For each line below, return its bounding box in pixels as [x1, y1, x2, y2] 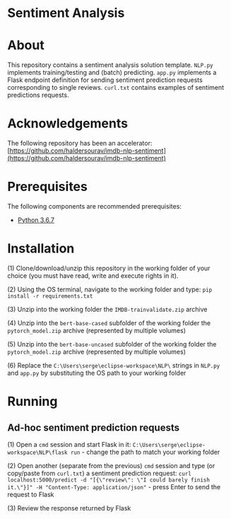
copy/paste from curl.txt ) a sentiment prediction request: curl [7, 469, 192, 477]
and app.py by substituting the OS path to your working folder [7, 368, 186, 377]
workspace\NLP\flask [7, 449, 69, 456]
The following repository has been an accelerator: [7, 139, 153, 148]
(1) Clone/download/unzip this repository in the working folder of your [7, 264, 211, 272]
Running [7, 394, 58, 409]
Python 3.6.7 [17, 216, 55, 224]
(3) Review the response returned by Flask [7, 503, 131, 512]
